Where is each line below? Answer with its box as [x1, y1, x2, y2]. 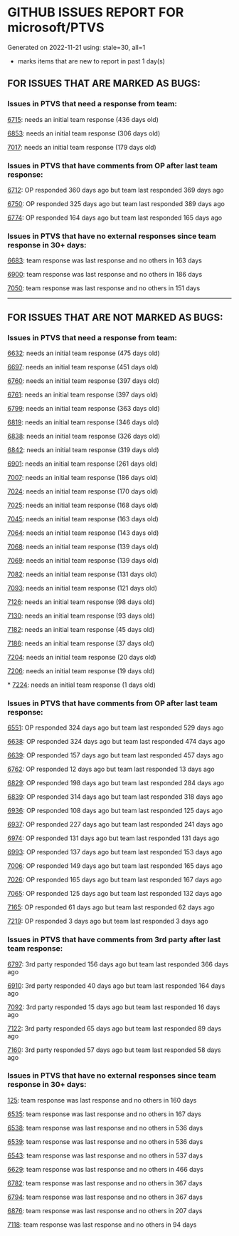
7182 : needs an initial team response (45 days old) [7, 625, 155, 633]
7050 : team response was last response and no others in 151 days [7, 284, 201, 292]
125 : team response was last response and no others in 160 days [7, 1095, 197, 1104]
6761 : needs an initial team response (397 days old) [7, 390, 159, 399]
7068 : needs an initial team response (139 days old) [7, 542, 159, 551]
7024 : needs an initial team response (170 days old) [7, 486, 159, 496]
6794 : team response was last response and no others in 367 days [7, 1192, 203, 1201]
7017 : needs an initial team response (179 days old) [7, 143, 156, 151]
